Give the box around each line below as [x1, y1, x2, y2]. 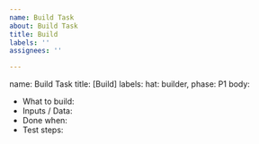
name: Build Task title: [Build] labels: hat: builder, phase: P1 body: [9, 79, 250, 89]
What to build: [22, 96, 75, 107]
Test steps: [22, 124, 64, 135]
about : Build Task [9, 21, 78, 30]
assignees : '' [9, 47, 63, 55]
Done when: [22, 115, 67, 126]
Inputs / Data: [22, 106, 73, 116]
